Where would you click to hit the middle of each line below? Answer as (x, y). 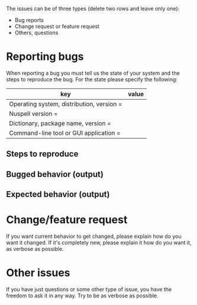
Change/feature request (67, 220)
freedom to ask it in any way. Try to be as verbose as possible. (82, 296)
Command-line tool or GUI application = (65, 133)
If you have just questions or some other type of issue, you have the (89, 289)
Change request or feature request (57, 26)
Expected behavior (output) (58, 194)
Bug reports (29, 20)
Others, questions (36, 33)
